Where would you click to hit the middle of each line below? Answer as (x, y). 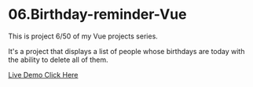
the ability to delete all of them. (58, 60)
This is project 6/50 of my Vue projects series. (83, 36)
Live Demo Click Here (43, 74)
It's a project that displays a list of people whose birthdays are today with (126, 51)
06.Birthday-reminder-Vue (97, 14)
